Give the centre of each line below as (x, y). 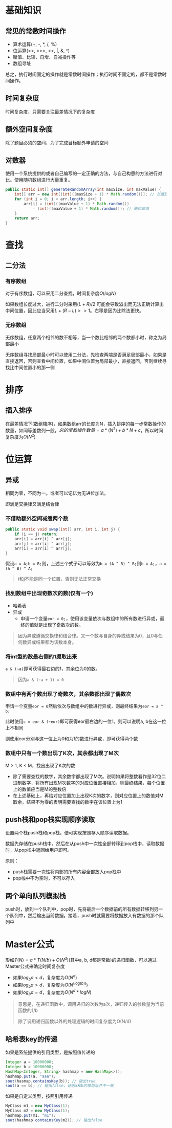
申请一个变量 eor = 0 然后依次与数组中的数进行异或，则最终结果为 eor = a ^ (84, 706)
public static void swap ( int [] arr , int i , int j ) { (63, 529)
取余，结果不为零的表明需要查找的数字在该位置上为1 (68, 802)
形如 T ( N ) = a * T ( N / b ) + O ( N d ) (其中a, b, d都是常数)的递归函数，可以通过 (81, 959)
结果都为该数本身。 (56, 642)
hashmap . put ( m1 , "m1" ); (31, 1116)
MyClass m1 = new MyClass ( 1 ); (38, 1106)
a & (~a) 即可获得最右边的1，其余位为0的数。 (53, 669)
